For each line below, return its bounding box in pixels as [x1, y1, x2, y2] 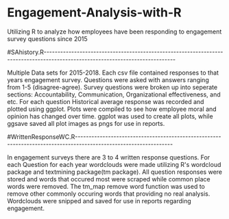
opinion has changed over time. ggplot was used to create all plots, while [7, 112, 214, 120]
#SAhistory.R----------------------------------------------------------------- [7, 48, 224, 56]
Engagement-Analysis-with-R [7, 5, 182, 21]
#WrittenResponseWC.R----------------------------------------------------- [7, 132, 221, 141]
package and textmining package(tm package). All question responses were [7, 168, 223, 176]
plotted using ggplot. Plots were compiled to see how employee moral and [7, 105, 217, 113]
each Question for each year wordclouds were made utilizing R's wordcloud [7, 160, 221, 168]
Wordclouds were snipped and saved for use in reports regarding [7, 196, 192, 205]
